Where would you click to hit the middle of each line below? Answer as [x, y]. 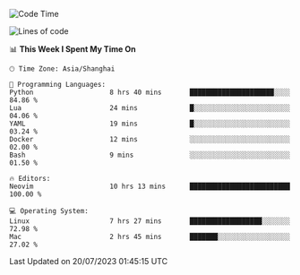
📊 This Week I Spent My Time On [73, 49]
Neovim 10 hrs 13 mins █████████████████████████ [150, 186]
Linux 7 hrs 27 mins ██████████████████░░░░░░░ [150, 221]
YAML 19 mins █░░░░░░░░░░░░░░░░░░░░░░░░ [150, 124]
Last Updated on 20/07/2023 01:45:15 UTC [89, 261]
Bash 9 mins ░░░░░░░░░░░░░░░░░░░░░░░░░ [150, 155]
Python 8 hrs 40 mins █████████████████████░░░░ [150, 92]
